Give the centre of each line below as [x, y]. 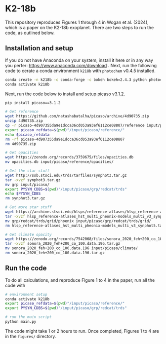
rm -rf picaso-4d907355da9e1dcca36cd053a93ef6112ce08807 [65, 139]
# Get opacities [22, 153]
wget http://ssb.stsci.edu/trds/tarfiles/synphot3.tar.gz [66, 175]
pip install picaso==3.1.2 [33, 103]
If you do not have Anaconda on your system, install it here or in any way [79, 60]
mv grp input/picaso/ [27, 185]
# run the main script [28, 317]
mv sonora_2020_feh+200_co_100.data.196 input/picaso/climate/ [72, 248]
